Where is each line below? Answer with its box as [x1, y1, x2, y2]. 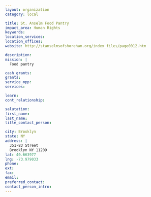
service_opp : [5, 80, 32, 85]
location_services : [5, 34, 45, 39]
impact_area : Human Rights [5, 25, 60, 30]
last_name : [5, 116, 28, 121]
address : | [5, 138, 28, 143]
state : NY [5, 134, 26, 139]
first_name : [5, 111, 30, 116]
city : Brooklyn [5, 129, 36, 134]
